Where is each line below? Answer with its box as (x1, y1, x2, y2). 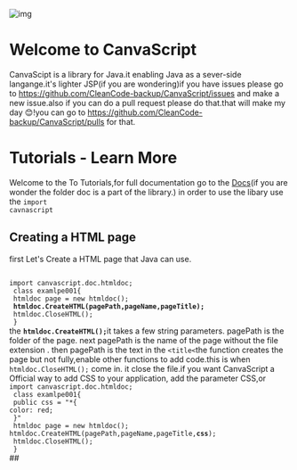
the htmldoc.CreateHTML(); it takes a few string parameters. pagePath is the (9, 326, 285, 336)
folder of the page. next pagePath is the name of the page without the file (9, 334, 278, 345)
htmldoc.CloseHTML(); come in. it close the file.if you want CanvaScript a (9, 363, 276, 374)
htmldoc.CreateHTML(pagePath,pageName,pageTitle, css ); (9, 429, 217, 438)
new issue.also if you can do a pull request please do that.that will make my (9, 97, 286, 108)
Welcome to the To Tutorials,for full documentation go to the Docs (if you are (9, 177, 289, 187)
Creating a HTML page (9, 230, 136, 245)
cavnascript (9, 205, 53, 214)
